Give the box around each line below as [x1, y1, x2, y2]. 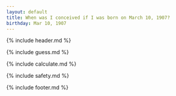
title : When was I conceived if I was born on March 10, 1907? [6, 15, 171, 21]
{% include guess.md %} [6, 49, 69, 56]
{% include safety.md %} [6, 72, 69, 80]
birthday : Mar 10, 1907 [6, 20, 67, 26]
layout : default [6, 9, 48, 15]
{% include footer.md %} [6, 84, 69, 91]
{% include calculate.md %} [6, 60, 77, 67]
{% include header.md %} [6, 37, 71, 44]
